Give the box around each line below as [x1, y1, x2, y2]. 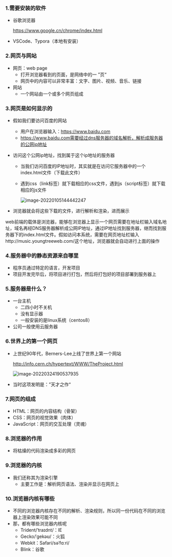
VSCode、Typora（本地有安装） [12, 38, 81, 44]
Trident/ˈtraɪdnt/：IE [20, 527, 62, 533]
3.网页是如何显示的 [5, 104, 53, 112]
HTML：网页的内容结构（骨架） [12, 408, 80, 415]
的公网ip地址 [20, 141, 47, 147]
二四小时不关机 [20, 304, 52, 311]
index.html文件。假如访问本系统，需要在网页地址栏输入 [23, 231, 140, 238]
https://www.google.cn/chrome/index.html [12, 27, 103, 34]
